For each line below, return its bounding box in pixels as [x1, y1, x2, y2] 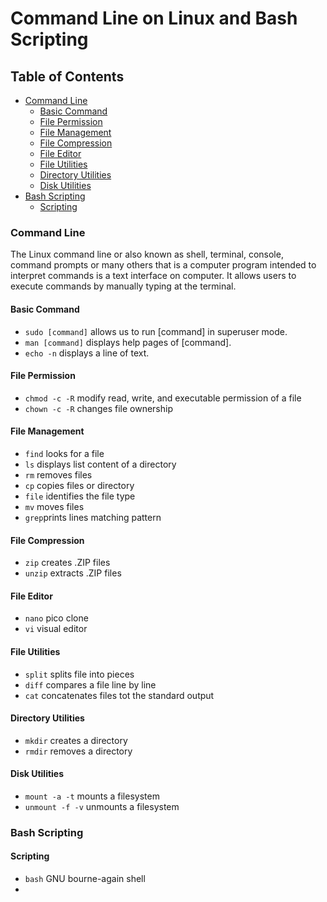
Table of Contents [10, 68, 125, 85]
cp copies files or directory [24, 479, 135, 491]
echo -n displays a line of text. [24, 347, 150, 359]
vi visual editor [24, 623, 88, 635]
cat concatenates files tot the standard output [24, 689, 215, 701]
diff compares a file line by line [24, 678, 157, 691]
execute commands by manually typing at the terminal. [10, 280, 237, 292]
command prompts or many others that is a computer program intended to [10, 259, 317, 271]
